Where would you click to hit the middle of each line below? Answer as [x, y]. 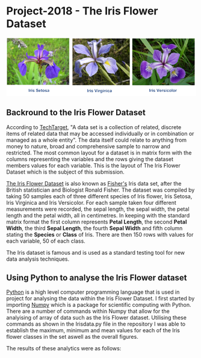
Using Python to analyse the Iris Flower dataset [97, 278]
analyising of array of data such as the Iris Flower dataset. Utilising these [96, 318]
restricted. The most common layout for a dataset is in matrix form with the [99, 153]
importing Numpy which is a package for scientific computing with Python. [99, 305]
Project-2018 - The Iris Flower [82, 11]
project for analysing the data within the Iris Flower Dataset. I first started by [100, 299]
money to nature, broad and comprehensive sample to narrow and [88, 146]
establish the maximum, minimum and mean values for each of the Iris [93, 330]
